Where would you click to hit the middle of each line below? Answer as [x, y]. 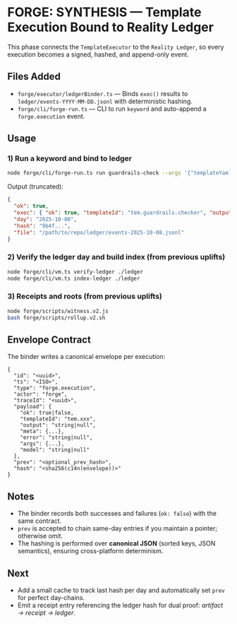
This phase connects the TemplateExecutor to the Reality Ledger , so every [116, 47]
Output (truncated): [35, 187]
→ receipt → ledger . [47, 613]
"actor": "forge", [41, 394]
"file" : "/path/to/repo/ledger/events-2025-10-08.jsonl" [99, 232]
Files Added [34, 77]
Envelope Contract [49, 340]
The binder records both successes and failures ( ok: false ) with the [117, 514]
